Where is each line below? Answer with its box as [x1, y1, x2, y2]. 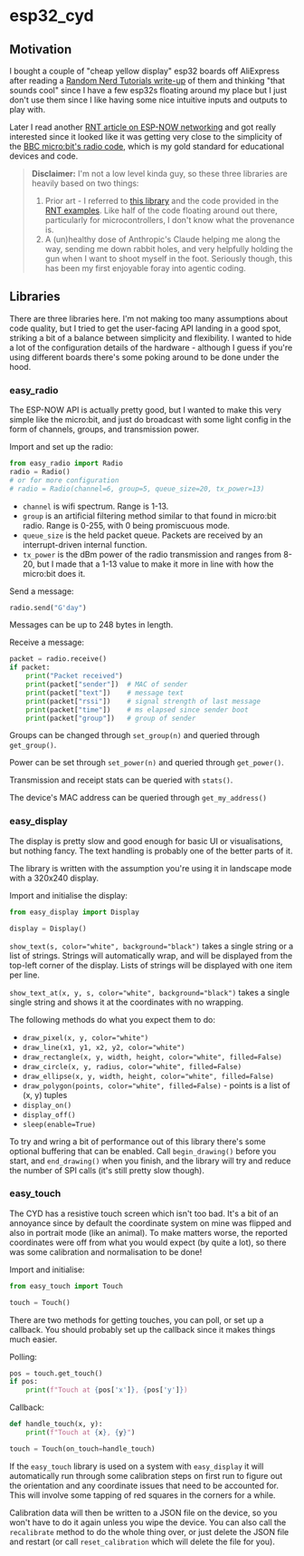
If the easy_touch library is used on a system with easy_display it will [9, 1461, 264, 1472]
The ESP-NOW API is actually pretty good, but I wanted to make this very [9, 404, 282, 415]
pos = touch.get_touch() [9, 1368, 103, 1378]
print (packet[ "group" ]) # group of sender [25, 714, 196, 723]
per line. [9, 969, 41, 980]
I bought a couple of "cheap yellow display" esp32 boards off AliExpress [9, 65, 280, 76]
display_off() [22, 1110, 76, 1120]
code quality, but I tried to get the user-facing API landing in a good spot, [9, 323, 281, 334]
